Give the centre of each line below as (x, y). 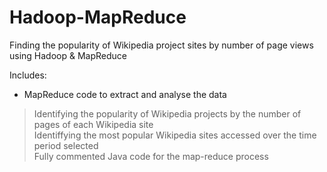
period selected (66, 145)
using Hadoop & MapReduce (68, 55)
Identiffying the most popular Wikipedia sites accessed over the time (175, 135)
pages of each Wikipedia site (93, 124)
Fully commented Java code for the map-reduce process (151, 156)
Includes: (28, 75)
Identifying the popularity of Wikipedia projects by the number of (167, 113)
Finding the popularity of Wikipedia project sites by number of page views (161, 45)
